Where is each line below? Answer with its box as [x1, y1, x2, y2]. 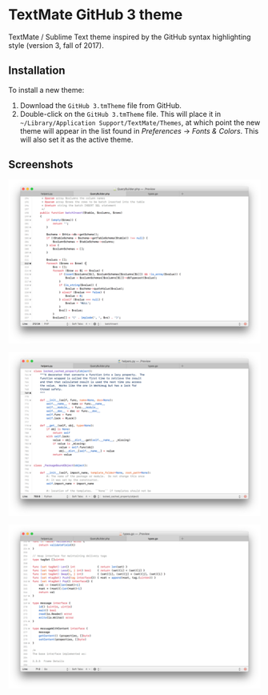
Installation [8, 64, 66, 78]
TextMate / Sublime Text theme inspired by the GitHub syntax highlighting [8, 32, 251, 42]
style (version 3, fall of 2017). [8, 40, 104, 50]
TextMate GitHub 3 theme [8, 6, 183, 24]
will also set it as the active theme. [19, 135, 134, 144]
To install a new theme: [8, 85, 85, 94]
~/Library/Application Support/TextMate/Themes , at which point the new [19, 118, 261, 127]
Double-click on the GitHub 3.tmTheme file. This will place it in [19, 109, 222, 119]
